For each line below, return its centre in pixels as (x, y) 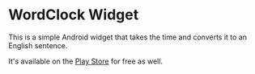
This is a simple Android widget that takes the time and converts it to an (128, 37)
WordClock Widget (74, 15)
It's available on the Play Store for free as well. (86, 61)
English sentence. (38, 45)
